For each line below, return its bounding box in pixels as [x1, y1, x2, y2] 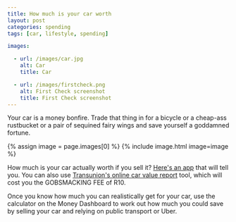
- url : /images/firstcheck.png [13, 81, 106, 88]
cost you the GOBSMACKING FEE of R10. [7, 178, 126, 187]
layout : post [7, 17, 46, 24]
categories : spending [7, 23, 71, 30]
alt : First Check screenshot [20, 87, 106, 95]
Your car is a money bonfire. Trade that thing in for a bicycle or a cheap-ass [7, 113, 227, 122]
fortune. [7, 128, 30, 137]
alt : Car [20, 62, 46, 69]
